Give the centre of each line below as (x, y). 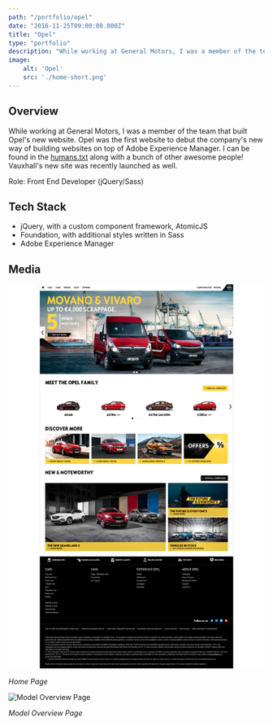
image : (19, 60)
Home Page (28, 681)
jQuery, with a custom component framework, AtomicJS (114, 226)
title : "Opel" (32, 34)
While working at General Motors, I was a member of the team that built (128, 131)
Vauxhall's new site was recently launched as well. (93, 165)
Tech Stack (37, 206)
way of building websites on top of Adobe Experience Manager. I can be (129, 148)
